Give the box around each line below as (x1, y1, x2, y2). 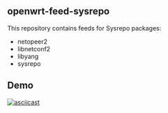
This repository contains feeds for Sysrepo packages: (7, 24, 162, 32)
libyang (17, 52, 39, 60)
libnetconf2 (17, 44, 51, 53)
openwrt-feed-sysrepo (7, 6, 110, 17)
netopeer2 (17, 37, 47, 46)
